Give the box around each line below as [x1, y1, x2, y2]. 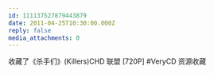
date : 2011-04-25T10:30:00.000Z [8, 19, 115, 27]
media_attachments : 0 [8, 33, 80, 42]
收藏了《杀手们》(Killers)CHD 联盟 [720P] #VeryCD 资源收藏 [8, 56, 207, 66]
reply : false [8, 26, 52, 34]
